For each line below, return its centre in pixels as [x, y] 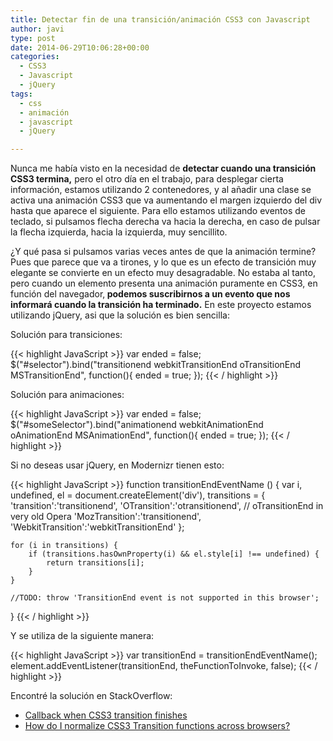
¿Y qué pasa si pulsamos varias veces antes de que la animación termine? [163, 252]
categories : [35, 57]
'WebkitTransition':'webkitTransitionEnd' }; [97, 527]
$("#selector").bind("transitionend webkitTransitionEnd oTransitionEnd [156, 365]
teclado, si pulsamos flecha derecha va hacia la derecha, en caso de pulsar [165, 222]
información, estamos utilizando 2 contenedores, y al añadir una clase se [161, 190]
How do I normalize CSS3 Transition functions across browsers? [157, 726]
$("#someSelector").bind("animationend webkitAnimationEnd [137, 425]
